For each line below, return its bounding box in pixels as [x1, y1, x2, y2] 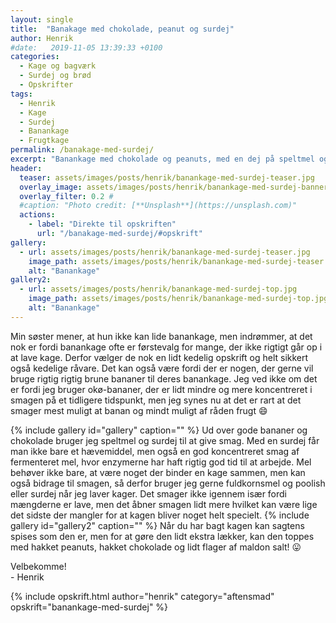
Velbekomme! [10, 560, 67, 572]
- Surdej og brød [19, 71, 92, 81]
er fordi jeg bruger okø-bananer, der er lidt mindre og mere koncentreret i [10, 383, 313, 395]
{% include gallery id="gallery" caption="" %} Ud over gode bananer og [10, 424, 308, 436]
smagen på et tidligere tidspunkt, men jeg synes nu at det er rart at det [10, 394, 302, 406]
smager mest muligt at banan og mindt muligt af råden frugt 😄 [10, 404, 268, 416]
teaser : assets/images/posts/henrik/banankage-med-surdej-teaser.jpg [19, 172, 315, 183]
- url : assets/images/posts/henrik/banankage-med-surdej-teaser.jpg [19, 247, 311, 257]
